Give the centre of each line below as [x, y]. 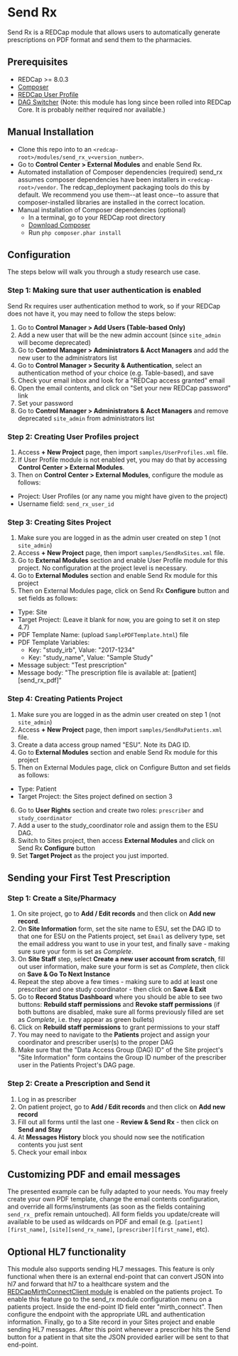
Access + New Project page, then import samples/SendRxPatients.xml [120, 729]
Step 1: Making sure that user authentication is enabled [104, 291]
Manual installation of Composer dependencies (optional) [102, 209]
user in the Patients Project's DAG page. [76, 1065]
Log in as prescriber [47, 1099]
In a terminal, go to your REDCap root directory [97, 217]
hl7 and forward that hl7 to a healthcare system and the [88, 1284]
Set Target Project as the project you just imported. [93, 855]
